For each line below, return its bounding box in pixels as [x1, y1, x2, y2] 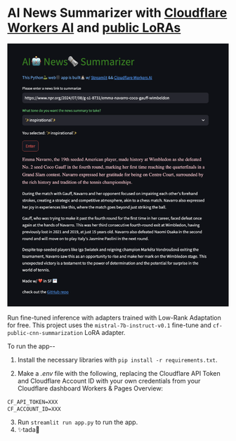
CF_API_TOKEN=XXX [7, 398, 58, 405]
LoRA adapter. [84, 328, 126, 336]
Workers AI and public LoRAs [7, 20, 181, 36]
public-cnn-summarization [7, 329, 83, 336]
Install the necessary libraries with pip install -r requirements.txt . [17, 355, 218, 364]
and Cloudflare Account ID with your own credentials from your [17, 376, 201, 385]
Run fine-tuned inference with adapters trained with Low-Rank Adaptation [7, 313, 221, 322]
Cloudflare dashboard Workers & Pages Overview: [17, 384, 164, 393]
